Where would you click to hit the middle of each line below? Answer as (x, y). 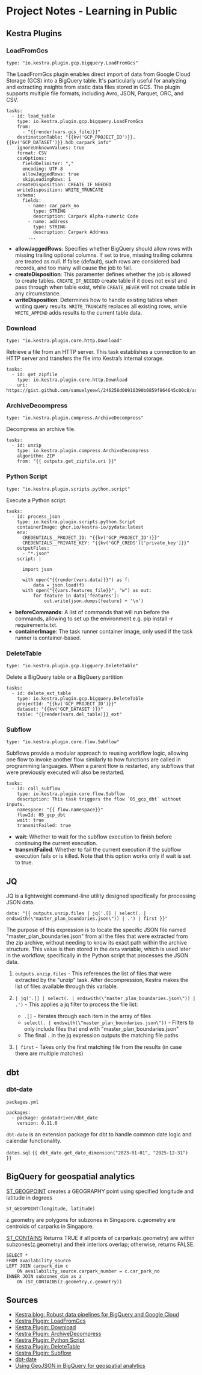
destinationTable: (40, 137)
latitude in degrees (29, 1197)
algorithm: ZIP (36, 456)
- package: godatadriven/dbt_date (55, 1118)
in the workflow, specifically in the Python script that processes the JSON (97, 955)
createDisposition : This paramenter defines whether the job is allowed (103, 274)
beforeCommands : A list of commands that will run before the (92, 612)
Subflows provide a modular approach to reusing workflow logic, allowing (97, 753)
